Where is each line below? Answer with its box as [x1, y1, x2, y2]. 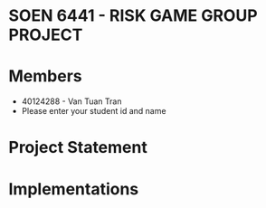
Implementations [8, 178, 139, 199]
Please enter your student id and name [21, 106, 166, 117]
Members [8, 66, 82, 87]
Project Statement [8, 137, 148, 158]
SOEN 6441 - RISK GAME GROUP [8, 5, 259, 26]
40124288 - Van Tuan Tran [21, 96, 122, 107]
